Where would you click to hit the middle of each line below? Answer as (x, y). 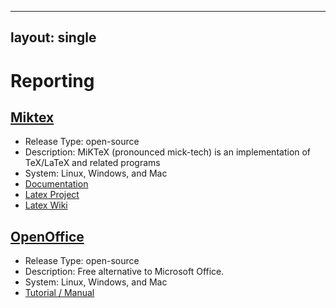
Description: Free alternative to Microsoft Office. (124, 272)
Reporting (52, 80)
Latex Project (52, 195)
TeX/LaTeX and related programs (92, 163)
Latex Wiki (46, 205)
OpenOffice (47, 236)
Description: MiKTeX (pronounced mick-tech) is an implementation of (168, 152)
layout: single (53, 37)
